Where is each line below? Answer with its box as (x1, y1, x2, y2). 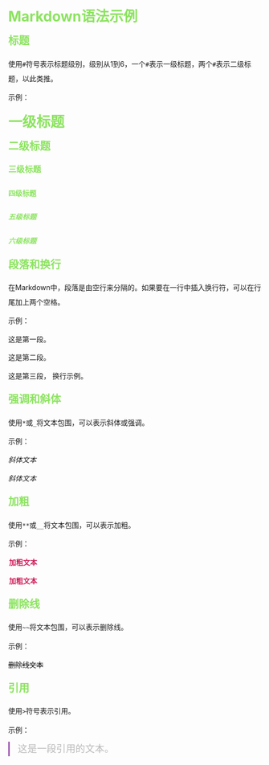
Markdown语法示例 (8, 7, 138, 26)
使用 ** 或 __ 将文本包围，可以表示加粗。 (8, 520, 136, 530)
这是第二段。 (8, 353, 51, 362)
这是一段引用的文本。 (18, 742, 115, 755)
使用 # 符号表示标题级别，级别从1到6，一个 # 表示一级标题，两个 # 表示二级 (8, 59, 244, 68)
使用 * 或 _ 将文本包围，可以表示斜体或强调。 (8, 417, 149, 427)
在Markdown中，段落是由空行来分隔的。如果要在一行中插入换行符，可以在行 (8, 283, 262, 292)
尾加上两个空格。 (8, 297, 65, 307)
